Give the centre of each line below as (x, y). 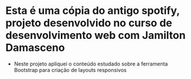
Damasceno (35, 48)
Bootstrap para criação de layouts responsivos (70, 70)
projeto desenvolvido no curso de (89, 23)
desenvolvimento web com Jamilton (95, 35)
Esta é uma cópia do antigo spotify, (93, 11)
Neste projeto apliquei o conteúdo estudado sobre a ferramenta (91, 64)
